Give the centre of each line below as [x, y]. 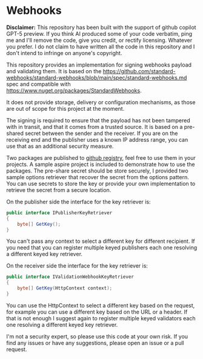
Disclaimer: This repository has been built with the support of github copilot [101, 27]
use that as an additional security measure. [60, 146]
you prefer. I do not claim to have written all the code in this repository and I [101, 47]
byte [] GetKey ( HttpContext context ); [65, 288]
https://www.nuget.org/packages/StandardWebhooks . [74, 90]
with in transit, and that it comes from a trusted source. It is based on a [95, 127]
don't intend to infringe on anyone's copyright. [64, 53]
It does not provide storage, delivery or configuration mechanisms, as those [101, 102]
